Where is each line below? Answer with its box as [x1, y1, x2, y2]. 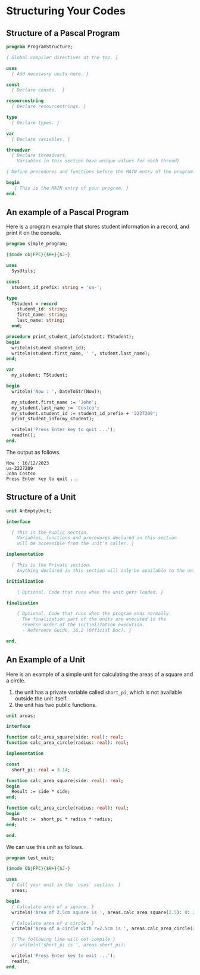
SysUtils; [11, 268, 36, 274]
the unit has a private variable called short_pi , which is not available [14, 688, 183, 696]
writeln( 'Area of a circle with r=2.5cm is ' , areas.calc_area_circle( [11, 925, 193, 932]
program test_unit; [6, 855, 55, 861]
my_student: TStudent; [11, 372, 68, 379]
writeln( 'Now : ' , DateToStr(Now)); [11, 388, 102, 395]
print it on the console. [6, 229, 61, 236]
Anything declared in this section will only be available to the [17, 567, 185, 574]
